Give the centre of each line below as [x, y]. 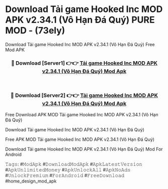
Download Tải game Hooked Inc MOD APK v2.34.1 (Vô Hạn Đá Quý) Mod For [84, 149]
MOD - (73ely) [35, 31]
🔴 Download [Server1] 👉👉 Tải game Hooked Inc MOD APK [84, 63]
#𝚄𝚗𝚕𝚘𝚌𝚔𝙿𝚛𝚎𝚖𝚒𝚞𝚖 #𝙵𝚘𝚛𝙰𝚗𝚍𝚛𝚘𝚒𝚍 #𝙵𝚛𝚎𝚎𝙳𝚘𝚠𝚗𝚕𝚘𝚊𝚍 [65, 175]
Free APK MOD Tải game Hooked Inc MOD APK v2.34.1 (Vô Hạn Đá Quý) [80, 139]
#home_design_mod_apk [31, 181]
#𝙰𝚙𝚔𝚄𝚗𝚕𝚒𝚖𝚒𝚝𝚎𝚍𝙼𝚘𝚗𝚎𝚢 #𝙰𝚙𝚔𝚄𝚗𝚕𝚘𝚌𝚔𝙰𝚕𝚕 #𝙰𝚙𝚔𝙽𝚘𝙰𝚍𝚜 [68, 169]
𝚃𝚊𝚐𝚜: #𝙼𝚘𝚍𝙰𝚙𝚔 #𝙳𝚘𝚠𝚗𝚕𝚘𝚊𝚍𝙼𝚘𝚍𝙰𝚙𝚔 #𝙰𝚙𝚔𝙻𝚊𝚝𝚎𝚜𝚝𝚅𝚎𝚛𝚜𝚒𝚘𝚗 [74, 164]
